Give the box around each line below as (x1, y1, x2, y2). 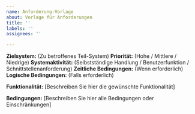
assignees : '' (6, 31, 42, 37)
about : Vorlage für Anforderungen (6, 14, 93, 20)
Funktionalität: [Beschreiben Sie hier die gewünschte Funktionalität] (6, 83, 175, 90)
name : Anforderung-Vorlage (6, 8, 74, 15)
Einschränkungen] (6, 101, 52, 108)
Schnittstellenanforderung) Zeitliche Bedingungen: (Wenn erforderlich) (6, 65, 184, 72)
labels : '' (6, 25, 34, 32)
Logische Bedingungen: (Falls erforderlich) (6, 72, 114, 79)
